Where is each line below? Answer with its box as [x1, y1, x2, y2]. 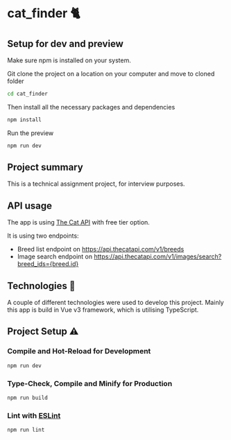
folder [7, 77, 24, 85]
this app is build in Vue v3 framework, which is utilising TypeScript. [7, 306, 199, 314]
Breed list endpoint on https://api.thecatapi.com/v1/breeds [17, 245, 185, 254]
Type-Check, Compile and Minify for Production [7, 378, 173, 388]
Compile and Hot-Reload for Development [7, 346, 151, 356]
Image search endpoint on [17, 252, 92, 261]
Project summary [7, 161, 83, 173]
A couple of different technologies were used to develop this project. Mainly [7, 299, 224, 307]
